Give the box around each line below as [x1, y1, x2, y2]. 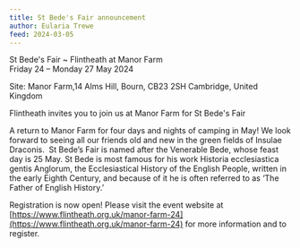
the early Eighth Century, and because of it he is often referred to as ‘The [9, 173, 279, 184]
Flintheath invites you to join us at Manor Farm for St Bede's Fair [9, 108, 246, 119]
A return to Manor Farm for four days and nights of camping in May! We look [9, 125, 291, 136]
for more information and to [184, 218, 287, 229]
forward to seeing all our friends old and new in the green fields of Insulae [9, 135, 282, 146]
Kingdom [9, 90, 43, 101]
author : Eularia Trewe [9, 21, 94, 30]
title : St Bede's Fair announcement [9, 13, 146, 22]
